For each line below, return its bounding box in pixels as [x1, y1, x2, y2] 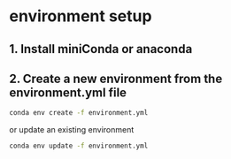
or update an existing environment [9, 125, 135, 135]
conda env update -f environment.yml [9, 141, 149, 151]
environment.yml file [9, 85, 127, 100]
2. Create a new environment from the [9, 71, 223, 86]
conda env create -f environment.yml [9, 109, 149, 117]
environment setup [9, 6, 152, 26]
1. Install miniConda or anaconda [9, 42, 193, 57]
